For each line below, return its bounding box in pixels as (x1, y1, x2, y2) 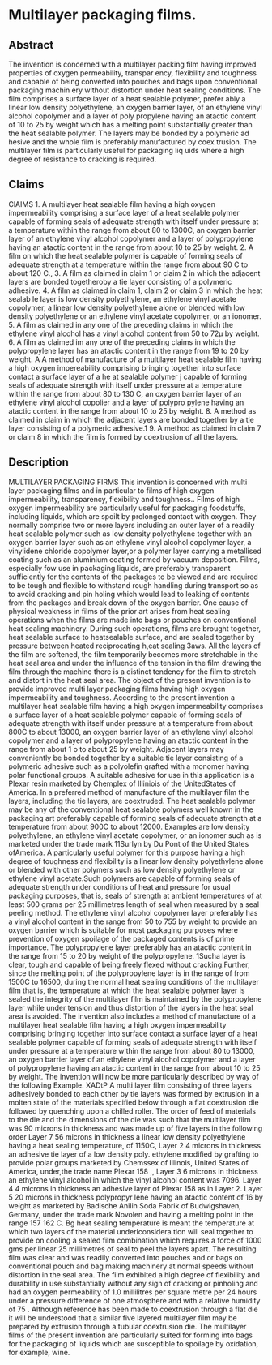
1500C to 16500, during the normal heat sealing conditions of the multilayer (8, 977, 259, 986)
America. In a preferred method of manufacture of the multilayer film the (8, 787, 249, 796)
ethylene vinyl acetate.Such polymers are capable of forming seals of (8, 874, 240, 883)
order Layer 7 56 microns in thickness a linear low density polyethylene (8, 1131, 246, 1141)
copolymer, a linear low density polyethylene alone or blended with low (8, 303, 245, 312)
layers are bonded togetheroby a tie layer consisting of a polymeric (8, 277, 232, 286)
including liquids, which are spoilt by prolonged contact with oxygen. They (8, 511, 257, 521)
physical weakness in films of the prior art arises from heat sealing (8, 606, 231, 616)
